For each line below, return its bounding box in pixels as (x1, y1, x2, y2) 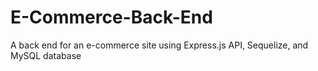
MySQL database (10, 49, 82, 61)
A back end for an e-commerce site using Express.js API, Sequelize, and (10, 39, 309, 51)
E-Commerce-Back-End (10, 6, 213, 29)
